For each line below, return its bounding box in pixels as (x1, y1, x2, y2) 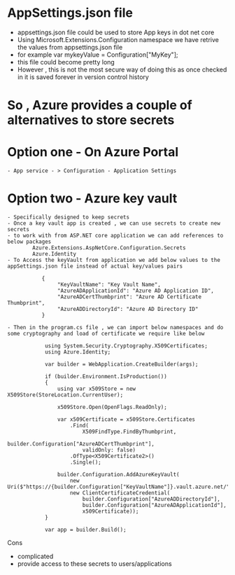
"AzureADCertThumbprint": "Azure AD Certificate (57, 293, 201, 300)
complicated (17, 552, 54, 560)
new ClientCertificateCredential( (69, 490, 171, 497)
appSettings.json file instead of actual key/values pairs (7, 263, 183, 270)
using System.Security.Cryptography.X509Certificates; (44, 342, 208, 349)
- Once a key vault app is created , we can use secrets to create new (7, 220, 220, 227)
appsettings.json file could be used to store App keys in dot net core (17, 28, 215, 36)
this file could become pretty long (17, 57, 115, 66)
